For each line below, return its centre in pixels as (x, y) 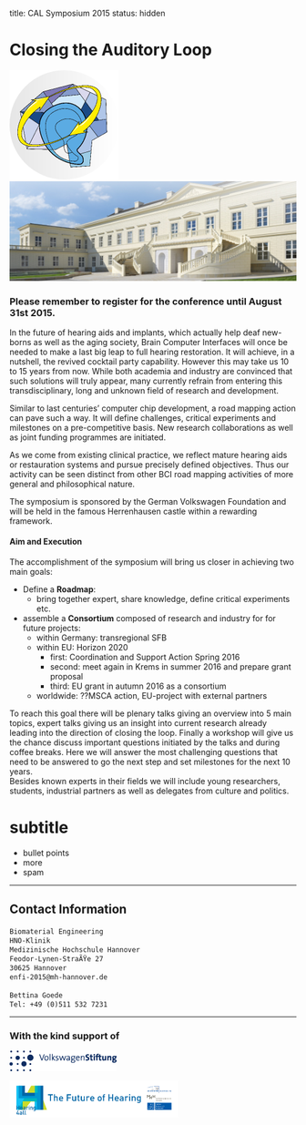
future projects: (51, 629)
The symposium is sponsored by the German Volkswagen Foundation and (148, 501)
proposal (66, 677)
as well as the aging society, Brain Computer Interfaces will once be (161, 342)
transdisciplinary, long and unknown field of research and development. (144, 390)
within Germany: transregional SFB (101, 638)
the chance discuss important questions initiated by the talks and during (145, 742)
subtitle (39, 828)
